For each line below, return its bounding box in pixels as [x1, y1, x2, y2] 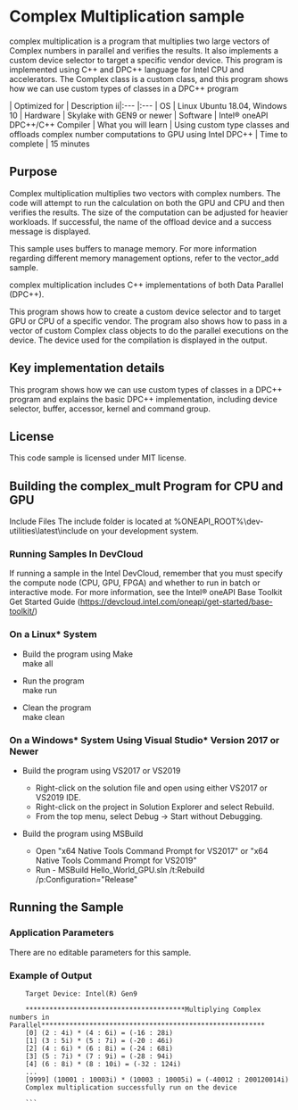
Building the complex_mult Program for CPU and [9, 478, 284, 493]
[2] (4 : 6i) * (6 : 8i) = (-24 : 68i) [25, 1044, 174, 1054]
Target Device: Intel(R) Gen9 [25, 990, 138, 998]
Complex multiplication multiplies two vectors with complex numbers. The [9, 187, 281, 198]
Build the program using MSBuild [21, 828, 144, 840]
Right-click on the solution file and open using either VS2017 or [35, 783, 268, 793]
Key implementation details [9, 360, 165, 376]
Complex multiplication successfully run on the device [25, 1083, 238, 1092]
